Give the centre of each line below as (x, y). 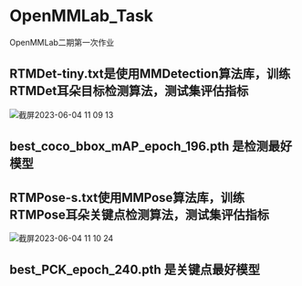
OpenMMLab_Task (81, 16)
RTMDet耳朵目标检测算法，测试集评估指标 (129, 91)
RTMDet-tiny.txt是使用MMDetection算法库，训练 (150, 74)
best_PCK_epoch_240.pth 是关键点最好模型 (135, 270)
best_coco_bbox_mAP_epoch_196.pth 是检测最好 (151, 147)
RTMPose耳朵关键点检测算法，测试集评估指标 (139, 214)
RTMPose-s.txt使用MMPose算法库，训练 (127, 197)
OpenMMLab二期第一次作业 (62, 42)
